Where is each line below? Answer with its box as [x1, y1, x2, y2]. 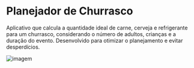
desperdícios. [6, 43, 40, 51]
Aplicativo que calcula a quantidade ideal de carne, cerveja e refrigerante [6, 24, 188, 31]
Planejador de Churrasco [6, 4, 133, 18]
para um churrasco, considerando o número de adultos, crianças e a [6, 30, 176, 37]
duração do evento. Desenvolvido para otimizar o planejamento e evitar [6, 37, 183, 44]
